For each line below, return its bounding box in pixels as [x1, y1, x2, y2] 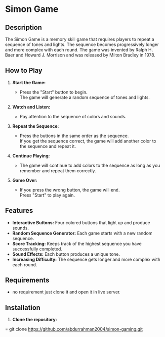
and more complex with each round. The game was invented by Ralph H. [5, 47, 153, 52]
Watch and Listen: [12, 104, 51, 110]
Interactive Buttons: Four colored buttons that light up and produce [12, 219, 151, 226]
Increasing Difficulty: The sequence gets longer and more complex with [12, 256, 161, 262]
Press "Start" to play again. [19, 192, 75, 198]
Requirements [5, 276, 49, 285]
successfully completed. [12, 246, 63, 252]
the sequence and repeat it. [19, 143, 76, 149]
